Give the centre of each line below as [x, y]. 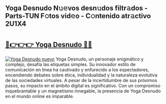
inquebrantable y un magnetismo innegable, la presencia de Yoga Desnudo [83, 91]
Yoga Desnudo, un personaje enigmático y [100, 59]
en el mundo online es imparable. [40, 96]
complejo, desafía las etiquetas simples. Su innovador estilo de [70, 64]
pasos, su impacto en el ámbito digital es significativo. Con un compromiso [83, 85]
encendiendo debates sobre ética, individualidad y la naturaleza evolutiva [81, 75]
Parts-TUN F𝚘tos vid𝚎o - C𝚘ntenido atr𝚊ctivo [78, 16]
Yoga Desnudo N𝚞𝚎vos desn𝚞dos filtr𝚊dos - [76, 8]
